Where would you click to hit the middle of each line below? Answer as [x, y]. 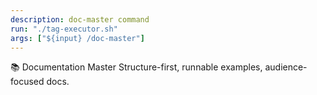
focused [27, 82]
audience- [286, 67]
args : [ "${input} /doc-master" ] [77, 38]
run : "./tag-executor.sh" [64, 29]
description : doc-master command [80, 19]
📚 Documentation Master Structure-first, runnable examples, [136, 67]
